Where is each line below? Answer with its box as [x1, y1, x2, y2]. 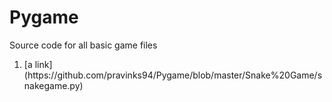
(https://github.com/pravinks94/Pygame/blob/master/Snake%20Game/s [23, 69, 323, 81]
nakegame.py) [23, 79, 84, 91]
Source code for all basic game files [9, 39, 158, 51]
